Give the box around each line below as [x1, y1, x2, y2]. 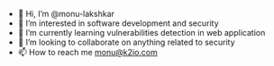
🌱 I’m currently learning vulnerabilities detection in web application [17, 28, 266, 37]
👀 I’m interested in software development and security [17, 18, 219, 29]
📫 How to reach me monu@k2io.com [17, 47, 158, 57]
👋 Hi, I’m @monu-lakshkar [17, 9, 115, 19]
